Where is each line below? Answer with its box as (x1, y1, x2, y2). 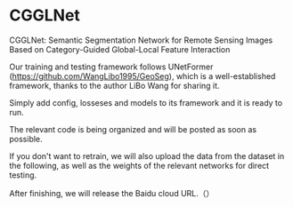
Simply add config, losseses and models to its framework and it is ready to (9, 97, 283, 107)
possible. (9, 133, 43, 144)
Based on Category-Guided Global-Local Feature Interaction (9, 44, 231, 54)
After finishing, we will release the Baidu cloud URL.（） (9, 187, 215, 198)
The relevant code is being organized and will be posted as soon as (9, 123, 256, 134)
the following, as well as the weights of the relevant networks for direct (9, 160, 270, 171)
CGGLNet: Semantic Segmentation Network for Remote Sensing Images (9, 35, 273, 45)
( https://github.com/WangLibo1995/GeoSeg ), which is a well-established (9, 70, 276, 81)
